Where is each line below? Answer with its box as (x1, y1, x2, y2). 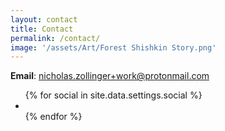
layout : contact (10, 14, 78, 25)
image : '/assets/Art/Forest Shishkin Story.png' (10, 42, 217, 53)
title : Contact (10, 24, 74, 34)
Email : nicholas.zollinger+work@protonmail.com (10, 70, 210, 82)
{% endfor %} (24, 111, 83, 123)
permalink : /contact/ (10, 33, 101, 43)
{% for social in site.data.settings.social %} (24, 89, 203, 101)
